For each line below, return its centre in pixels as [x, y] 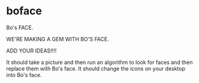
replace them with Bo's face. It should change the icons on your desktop [96, 68]
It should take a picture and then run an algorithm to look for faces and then [99, 62]
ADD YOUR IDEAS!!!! [31, 50]
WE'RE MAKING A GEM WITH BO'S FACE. [58, 39]
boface [24, 11]
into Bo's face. [24, 75]
